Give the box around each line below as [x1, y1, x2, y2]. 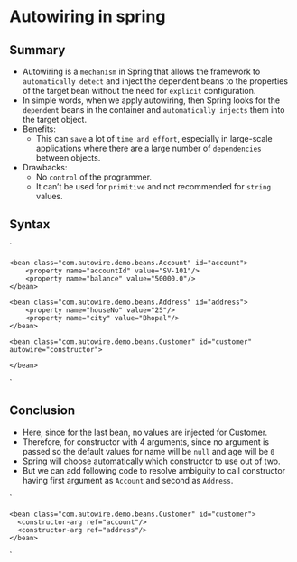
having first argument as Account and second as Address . [22, 474, 234, 485]
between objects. [35, 152, 101, 163]
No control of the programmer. [35, 171, 152, 182]
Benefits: [22, 124, 56, 134]
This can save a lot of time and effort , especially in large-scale [35, 134, 273, 143]
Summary [9, 42, 66, 58]
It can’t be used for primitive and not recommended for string [35, 181, 272, 191]
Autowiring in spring [9, 6, 166, 27]
